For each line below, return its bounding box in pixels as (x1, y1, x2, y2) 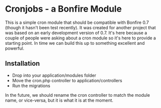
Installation (5, 59, 40, 68)
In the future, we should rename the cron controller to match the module (5, 92, 150, 98)
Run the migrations (12, 83, 50, 89)
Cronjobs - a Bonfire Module (5, 3, 122, 15)
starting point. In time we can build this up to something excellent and (5, 40, 145, 46)
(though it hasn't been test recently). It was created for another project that (5, 24, 156, 30)
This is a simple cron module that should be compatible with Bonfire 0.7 (5, 19, 149, 25)
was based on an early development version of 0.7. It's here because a (5, 30, 147, 36)
